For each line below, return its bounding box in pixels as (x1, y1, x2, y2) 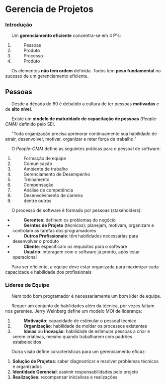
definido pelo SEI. (19, 121, 56, 127)
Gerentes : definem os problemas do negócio (23, 217, 116, 223)
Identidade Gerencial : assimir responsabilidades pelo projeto (12, 369, 138, 375)
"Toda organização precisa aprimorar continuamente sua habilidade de (11, 131, 158, 137)
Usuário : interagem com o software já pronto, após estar (23, 249, 140, 255)
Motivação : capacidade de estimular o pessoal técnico (23, 318, 137, 324)
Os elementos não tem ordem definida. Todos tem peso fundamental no (11, 68, 161, 74)
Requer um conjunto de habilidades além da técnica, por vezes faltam (11, 303, 155, 309)
